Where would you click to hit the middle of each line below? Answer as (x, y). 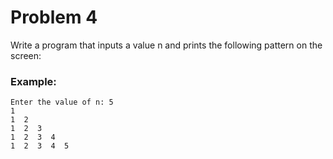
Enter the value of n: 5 (62, 102)
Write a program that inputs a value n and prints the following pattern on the (166, 45)
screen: (26, 55)
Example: (33, 81)
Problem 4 (54, 17)
